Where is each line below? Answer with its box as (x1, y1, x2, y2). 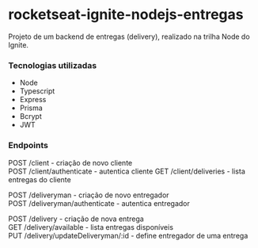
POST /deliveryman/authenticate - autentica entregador (8, 198, 190, 208)
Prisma (19, 103, 44, 113)
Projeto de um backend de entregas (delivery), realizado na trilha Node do (8, 32, 251, 41)
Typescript (19, 86, 55, 96)
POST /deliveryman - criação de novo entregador (8, 190, 169, 200)
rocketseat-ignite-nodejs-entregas (8, 6, 244, 24)
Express (19, 95, 47, 105)
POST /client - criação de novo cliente (8, 158, 133, 167)
